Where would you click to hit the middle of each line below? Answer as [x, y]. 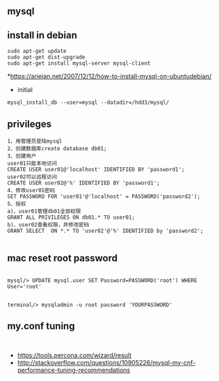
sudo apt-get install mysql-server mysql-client [79, 63]
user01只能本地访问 [32, 164]
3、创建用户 [22, 156]
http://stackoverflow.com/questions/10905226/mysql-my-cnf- [106, 362]
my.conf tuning [41, 326]
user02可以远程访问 [32, 177]
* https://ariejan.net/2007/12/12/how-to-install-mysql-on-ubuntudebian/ [109, 77]
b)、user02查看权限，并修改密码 [48, 225]
